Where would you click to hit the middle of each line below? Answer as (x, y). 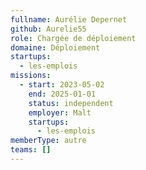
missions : (31, 76)
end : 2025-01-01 (62, 94)
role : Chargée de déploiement (73, 38)
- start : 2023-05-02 (62, 85)
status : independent (71, 103)
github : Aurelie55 (48, 29)
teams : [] (31, 150)
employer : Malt (60, 112)
